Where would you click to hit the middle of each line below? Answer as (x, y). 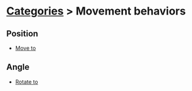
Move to (26, 48)
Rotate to (27, 82)
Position (22, 34)
